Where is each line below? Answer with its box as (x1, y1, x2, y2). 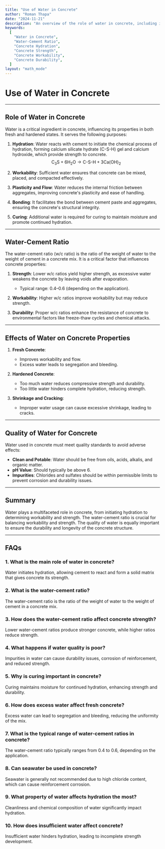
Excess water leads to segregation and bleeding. (19, 362, 118, 368)
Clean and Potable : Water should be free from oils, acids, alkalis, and (12, 456, 153, 462)
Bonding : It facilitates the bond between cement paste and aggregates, (12, 199, 157, 205)
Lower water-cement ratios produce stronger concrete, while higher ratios (5, 627, 156, 633)
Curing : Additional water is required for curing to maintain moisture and (12, 214, 157, 220)
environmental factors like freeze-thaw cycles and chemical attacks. (12, 315, 151, 321)
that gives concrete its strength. (5, 575, 70, 581)
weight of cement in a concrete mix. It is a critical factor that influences (5, 256, 149, 262)
